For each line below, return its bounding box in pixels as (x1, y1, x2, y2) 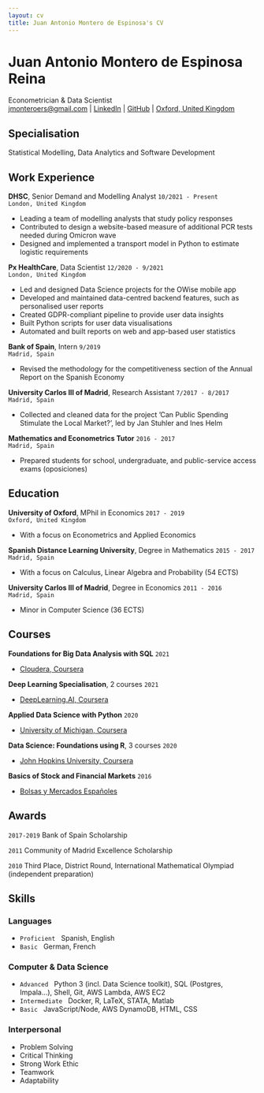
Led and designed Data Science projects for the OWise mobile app (19, 285, 236, 294)
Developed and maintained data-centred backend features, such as (19, 293, 240, 303)
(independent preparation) (8, 869, 95, 879)
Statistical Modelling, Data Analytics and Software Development (8, 147, 215, 158)
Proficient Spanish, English (19, 934, 115, 943)
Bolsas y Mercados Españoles (19, 786, 118, 796)
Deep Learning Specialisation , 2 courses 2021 (8, 679, 159, 688)
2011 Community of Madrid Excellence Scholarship (8, 845, 173, 855)
